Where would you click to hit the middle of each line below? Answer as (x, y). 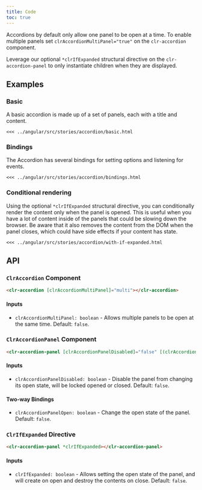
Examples (25, 84)
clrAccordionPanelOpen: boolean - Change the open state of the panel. (103, 412)
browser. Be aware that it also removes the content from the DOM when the (100, 225)
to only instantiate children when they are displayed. (112, 65)
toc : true (19, 17)
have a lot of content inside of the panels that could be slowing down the (96, 219)
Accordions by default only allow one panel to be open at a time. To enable (99, 34)
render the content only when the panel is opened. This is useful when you (99, 212)
